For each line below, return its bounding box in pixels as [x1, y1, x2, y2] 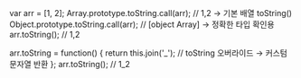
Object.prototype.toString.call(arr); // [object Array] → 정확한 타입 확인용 [9, 19, 275, 30]
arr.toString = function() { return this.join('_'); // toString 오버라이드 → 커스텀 [9, 48, 287, 58]
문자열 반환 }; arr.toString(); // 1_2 [9, 59, 131, 69]
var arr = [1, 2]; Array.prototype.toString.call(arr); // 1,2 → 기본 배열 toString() [9, 8, 292, 18]
